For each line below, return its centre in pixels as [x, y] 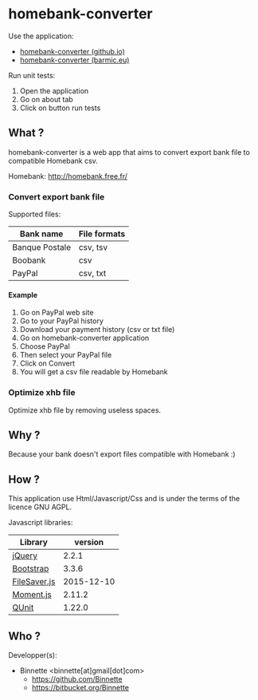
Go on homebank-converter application [84, 338]
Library [33, 542]
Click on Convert [47, 363]
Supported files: [35, 214]
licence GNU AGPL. [40, 507]
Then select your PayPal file [66, 355]
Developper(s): [33, 655]
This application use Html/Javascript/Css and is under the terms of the [124, 499]
